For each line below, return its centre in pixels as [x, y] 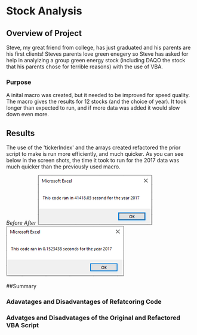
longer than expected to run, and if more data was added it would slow [93, 108]
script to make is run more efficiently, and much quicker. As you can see [95, 154]
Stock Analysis [44, 11]
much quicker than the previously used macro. [63, 167]
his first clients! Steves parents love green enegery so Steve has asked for [97, 54]
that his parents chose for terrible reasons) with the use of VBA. [84, 67]
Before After [21, 223]
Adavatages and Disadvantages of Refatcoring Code [84, 302]
